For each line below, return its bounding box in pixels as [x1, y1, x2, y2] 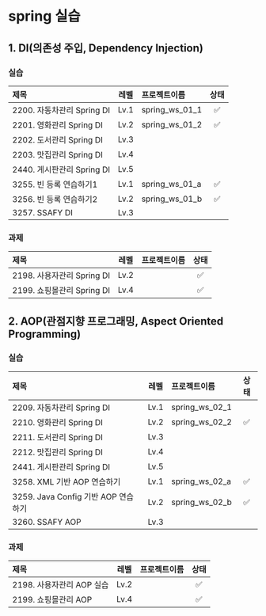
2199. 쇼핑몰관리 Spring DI [12, 285, 111, 296]
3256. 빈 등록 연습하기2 [12, 193, 98, 204]
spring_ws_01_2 [141, 119, 203, 130]
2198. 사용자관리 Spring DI [12, 270, 111, 281]
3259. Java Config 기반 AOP [12, 491, 117, 502]
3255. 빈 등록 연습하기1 [12, 179, 98, 190]
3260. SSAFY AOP [12, 516, 82, 527]
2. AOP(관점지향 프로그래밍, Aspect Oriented [8, 314, 224, 328]
